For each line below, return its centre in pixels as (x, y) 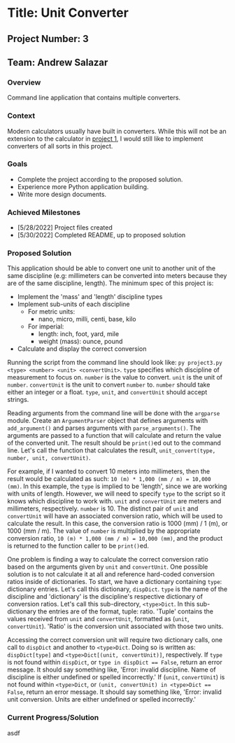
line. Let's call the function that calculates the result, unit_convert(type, (112, 450)
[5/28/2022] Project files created (65, 228)
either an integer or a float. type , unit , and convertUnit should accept (107, 392)
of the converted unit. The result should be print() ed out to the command (114, 443)
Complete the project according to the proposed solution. (100, 179)
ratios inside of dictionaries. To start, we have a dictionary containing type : (115, 582)
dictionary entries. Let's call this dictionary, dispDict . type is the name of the (117, 589)
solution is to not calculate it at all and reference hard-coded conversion (111, 574)
